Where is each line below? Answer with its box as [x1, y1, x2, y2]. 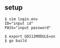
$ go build [4, 38, 27, 43]
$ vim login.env [4, 16, 38, 21]
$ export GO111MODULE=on [4, 34, 56, 39]
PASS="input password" [4, 25, 51, 30]
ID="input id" [4, 21, 34, 26]
